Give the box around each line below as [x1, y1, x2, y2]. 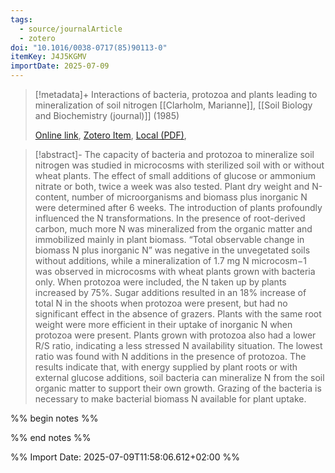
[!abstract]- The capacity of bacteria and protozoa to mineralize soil [34, 149, 315, 160]
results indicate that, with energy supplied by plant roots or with [34, 361, 298, 373]
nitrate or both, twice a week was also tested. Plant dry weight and [34, 181, 310, 192]
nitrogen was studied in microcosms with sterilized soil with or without [34, 159, 325, 171]
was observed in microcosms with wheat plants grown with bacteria [34, 266, 316, 277]
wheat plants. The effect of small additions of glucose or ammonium [34, 170, 317, 181]
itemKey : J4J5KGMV [10, 52, 87, 62]
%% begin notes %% [10, 412, 99, 424]
